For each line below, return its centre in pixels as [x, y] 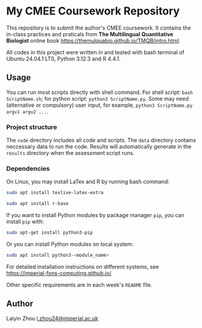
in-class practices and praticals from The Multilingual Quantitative [90, 34]
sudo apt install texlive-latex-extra [55, 193]
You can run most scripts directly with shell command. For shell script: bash [99, 92]
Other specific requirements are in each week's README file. [79, 285]
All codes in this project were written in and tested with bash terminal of [96, 52]
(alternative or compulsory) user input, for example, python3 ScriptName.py [99, 105]
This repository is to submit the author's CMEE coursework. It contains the [99, 28]
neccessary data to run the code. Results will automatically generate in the [99, 147]
